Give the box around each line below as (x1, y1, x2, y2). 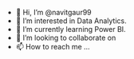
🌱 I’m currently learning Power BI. (15, 25, 126, 33)
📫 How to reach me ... (15, 42, 90, 51)
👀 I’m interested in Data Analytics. (15, 16, 127, 26)
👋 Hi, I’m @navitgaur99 (15, 8, 92, 17)
